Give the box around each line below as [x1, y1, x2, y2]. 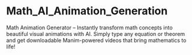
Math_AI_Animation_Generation [6, 4, 168, 18]
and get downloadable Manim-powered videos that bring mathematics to [6, 36, 187, 44]
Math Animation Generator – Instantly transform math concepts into [6, 24, 173, 31]
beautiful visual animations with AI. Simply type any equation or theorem [6, 30, 185, 37]
